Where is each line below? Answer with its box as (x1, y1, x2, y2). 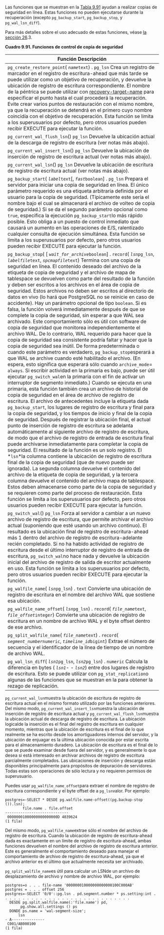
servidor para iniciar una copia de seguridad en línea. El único (7, 181, 149, 188)
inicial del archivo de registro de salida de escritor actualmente (7, 559, 151, 566)
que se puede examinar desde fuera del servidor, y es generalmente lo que (5, 747, 156, 753)
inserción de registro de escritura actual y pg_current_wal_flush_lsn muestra (5, 711, 159, 716)
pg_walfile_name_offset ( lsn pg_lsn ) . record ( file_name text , (7, 605, 146, 612)
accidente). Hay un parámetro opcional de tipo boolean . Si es (7, 300, 147, 306)
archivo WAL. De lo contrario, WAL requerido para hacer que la (7, 330, 151, 337)
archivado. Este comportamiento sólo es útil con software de (7, 318, 146, 325)
